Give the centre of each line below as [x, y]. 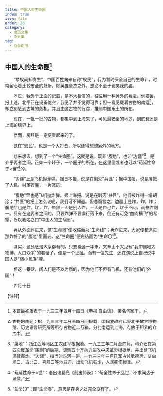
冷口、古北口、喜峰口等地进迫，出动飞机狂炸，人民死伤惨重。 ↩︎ [76, 362]
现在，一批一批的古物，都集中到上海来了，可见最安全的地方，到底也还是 [86, 119]
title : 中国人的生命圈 [25, 9]
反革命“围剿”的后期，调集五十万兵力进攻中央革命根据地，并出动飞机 [89, 350]
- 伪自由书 [19, 46]
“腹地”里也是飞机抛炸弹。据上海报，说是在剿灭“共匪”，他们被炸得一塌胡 [85, 195]
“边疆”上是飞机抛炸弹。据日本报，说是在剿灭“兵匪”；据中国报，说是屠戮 [85, 179]
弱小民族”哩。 [33, 259]
